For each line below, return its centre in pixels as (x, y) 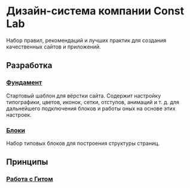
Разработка (29, 66)
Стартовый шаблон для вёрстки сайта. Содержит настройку (84, 95)
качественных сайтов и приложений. (54, 47)
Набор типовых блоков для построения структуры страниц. (83, 143)
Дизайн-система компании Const (95, 11)
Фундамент (24, 83)
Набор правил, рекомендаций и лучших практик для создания (86, 40)
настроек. (19, 114)
